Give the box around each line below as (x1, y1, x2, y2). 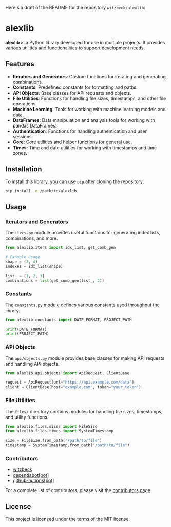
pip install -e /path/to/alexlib (5, 188, 77, 193)
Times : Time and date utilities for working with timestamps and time (12, 144, 157, 151)
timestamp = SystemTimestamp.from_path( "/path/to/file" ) (5, 443, 130, 448)
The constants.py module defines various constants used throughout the (5, 302, 160, 308)
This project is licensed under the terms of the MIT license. (5, 516, 130, 522)
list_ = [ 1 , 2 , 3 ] (5, 273, 45, 278)
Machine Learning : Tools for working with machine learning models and (12, 106, 166, 112)
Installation (5, 165, 42, 174)
